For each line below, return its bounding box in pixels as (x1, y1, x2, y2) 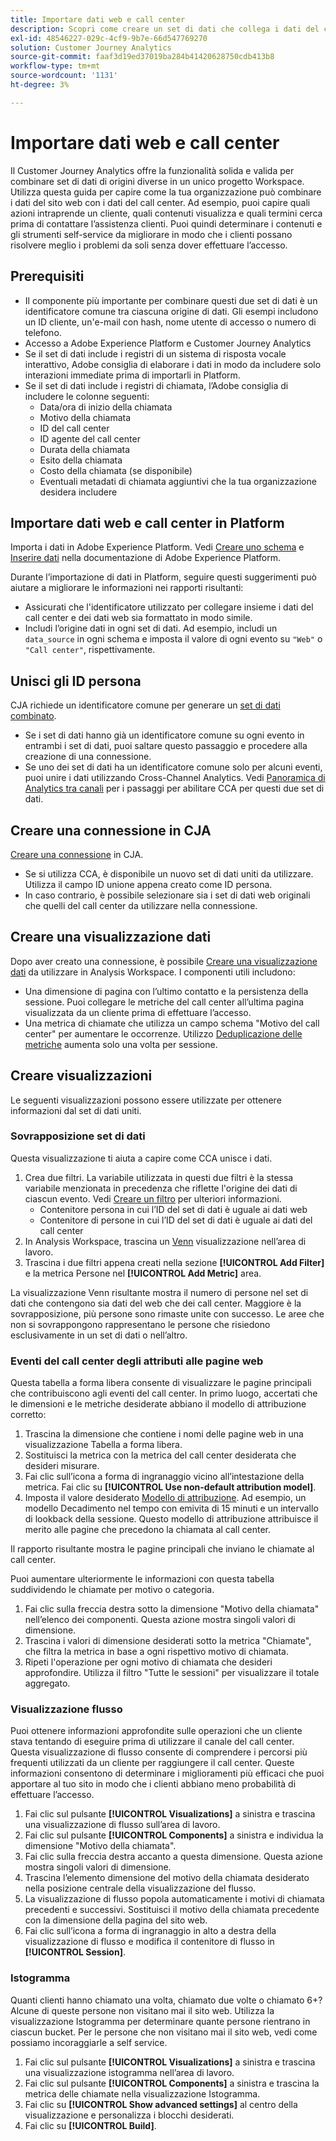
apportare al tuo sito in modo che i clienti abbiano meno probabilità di (10, 1778, 297, 1790)
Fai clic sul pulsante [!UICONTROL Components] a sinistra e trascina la (24, 2077, 320, 2089)
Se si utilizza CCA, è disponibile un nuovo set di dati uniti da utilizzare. (24, 867, 314, 880)
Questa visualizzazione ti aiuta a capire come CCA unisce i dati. (10, 1152, 273, 1164)
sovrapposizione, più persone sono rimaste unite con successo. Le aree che (10, 1307, 325, 1320)
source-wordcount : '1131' (10, 71, 118, 81)
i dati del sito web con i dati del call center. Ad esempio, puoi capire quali (10, 196, 311, 208)
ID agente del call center (39, 432, 141, 445)
